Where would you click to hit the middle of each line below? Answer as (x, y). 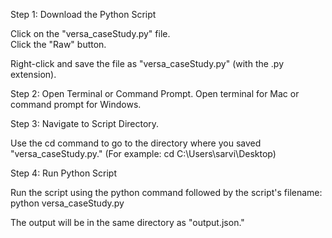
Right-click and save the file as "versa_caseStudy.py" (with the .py (147, 63)
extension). (33, 74)
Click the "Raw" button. (58, 44)
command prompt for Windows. (76, 104)
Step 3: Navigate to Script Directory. (85, 123)
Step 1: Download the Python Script (83, 14)
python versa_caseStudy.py (67, 203)
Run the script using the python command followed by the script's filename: (166, 192)
